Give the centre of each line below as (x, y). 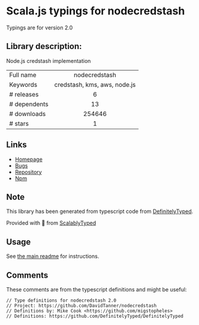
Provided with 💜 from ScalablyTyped (51, 223)
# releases (24, 94)
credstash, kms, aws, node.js (95, 84)
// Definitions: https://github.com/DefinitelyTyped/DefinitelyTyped (95, 316)
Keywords (23, 84)
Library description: (44, 46)
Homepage (29, 159)
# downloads (28, 114)
